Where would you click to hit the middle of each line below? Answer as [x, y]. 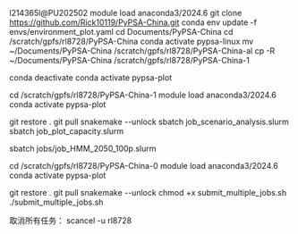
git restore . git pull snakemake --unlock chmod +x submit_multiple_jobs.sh [148, 192]
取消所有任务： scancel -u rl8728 [71, 221]
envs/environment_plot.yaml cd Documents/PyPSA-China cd [121, 32]
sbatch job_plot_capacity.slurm [67, 131]
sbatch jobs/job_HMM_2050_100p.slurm [83, 148]
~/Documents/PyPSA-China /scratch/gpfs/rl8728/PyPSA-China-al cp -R [142, 51]
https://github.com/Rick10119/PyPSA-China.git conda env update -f [133, 22]
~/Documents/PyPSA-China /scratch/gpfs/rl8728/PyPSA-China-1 [130, 60]
